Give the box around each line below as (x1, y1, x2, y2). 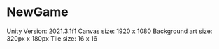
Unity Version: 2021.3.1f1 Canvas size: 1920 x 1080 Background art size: (6, 27, 213, 35)
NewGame (6, 4, 69, 20)
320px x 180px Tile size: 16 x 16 (6, 34, 98, 42)
